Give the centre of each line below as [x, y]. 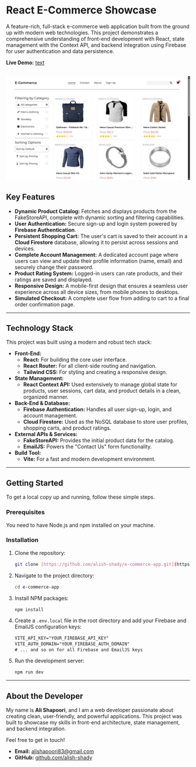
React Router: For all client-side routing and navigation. [90, 366]
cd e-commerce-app [37, 587]
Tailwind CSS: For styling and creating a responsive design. [95, 372]
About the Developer [45, 696]
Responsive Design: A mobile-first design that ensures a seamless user [101, 286]
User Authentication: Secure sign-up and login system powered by [96, 223]
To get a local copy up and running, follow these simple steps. [80, 497]
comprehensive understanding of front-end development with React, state [95, 39]
